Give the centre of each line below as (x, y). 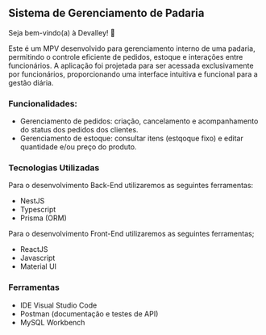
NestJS (32, 201)
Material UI (38, 266)
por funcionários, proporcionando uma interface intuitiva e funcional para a (133, 74)
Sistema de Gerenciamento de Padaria (106, 13)
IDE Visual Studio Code (58, 305)
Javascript (37, 258)
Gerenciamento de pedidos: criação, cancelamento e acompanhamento (139, 121)
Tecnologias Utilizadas (54, 168)
